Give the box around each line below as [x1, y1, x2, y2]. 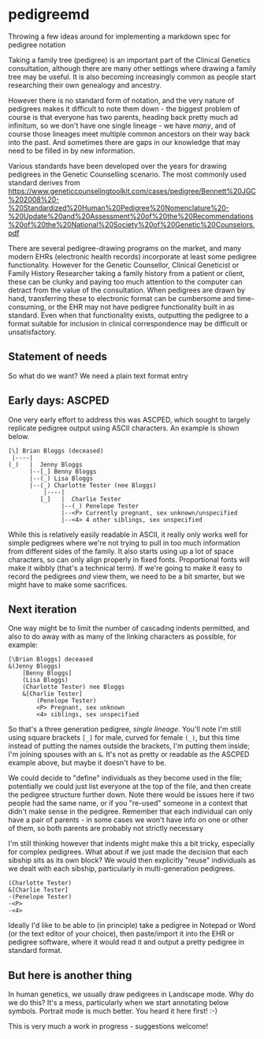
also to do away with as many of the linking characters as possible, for [8, 632, 236, 642]
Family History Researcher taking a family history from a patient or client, [8, 268, 245, 277]
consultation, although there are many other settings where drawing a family [8, 63, 256, 73]
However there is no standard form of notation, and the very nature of [8, 95, 235, 105]
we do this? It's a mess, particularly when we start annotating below [8, 998, 229, 1007]
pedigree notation [8, 39, 66, 49]
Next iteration [8, 602, 77, 616]
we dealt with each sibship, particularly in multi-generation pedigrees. [8, 864, 236, 873]
